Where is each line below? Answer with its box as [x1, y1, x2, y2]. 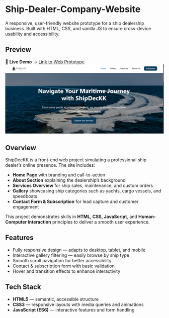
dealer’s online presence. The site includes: [5, 162, 96, 168]
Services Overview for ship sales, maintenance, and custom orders [12, 182, 153, 189]
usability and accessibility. [5, 31, 60, 37]
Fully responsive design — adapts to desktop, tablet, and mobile [12, 247, 146, 253]
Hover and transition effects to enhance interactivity [12, 268, 121, 274]
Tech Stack [5, 283, 41, 291]
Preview [5, 45, 32, 54]
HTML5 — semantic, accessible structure [12, 296, 99, 302]
